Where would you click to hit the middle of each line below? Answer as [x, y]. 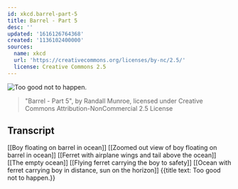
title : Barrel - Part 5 [43, 21]
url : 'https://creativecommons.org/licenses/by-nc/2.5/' [100, 60]
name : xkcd [30, 54]
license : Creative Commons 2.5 [60, 67]
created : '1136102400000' [45, 40]
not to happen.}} [31, 178]
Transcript [31, 131]
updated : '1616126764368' [45, 34]
